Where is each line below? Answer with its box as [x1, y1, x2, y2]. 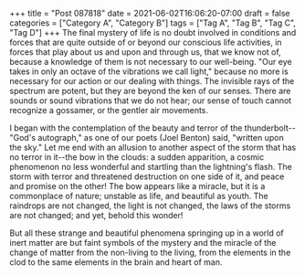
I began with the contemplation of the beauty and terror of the [9, 122, 243, 133]
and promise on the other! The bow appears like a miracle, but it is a [9, 181, 266, 191]
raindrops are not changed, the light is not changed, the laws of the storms [9, 200, 291, 211]
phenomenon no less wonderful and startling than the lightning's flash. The [9, 162, 292, 172]
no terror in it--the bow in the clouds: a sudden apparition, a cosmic [9, 152, 265, 163]
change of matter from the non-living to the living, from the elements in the [9, 247, 291, 258]
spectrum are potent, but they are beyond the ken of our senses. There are [9, 86, 291, 96]
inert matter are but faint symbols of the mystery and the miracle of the [9, 238, 277, 248]
